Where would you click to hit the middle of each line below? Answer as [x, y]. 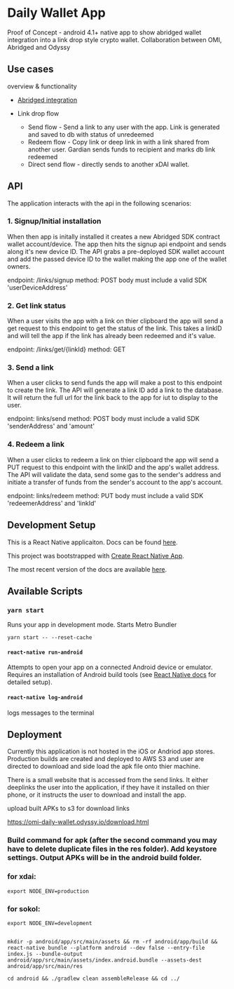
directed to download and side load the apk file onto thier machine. [104, 767]
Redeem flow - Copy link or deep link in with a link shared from [119, 142]
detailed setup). [30, 682]
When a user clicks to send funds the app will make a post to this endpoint [115, 383]
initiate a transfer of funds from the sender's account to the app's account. [115, 482]
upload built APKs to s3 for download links [68, 809]
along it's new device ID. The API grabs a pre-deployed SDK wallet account [116, 251]
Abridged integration [47, 100]
